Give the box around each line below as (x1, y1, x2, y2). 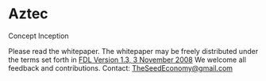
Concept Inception (8, 31, 69, 40)
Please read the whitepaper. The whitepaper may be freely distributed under (8, 46, 259, 56)
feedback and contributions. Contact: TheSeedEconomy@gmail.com (8, 63, 233, 72)
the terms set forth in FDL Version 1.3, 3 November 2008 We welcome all (8, 55, 246, 64)
